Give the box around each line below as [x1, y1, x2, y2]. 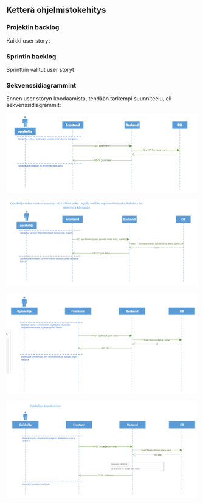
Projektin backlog [6, 23, 60, 32]
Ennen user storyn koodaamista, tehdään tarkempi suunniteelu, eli [6, 95, 172, 102]
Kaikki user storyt [6, 36, 50, 44]
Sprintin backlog [6, 52, 57, 60]
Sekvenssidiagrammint [6, 81, 77, 89]
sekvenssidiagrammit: [6, 102, 61, 109]
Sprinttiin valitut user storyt [6, 66, 75, 73]
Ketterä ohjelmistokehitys [6, 5, 106, 15]
